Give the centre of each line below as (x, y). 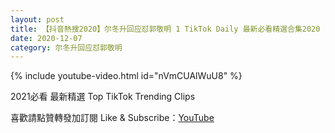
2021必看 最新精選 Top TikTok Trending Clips (103, 97)
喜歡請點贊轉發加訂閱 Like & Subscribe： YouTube (112, 118)
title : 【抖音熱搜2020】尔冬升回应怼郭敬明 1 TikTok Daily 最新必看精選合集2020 (165, 29)
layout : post (37, 19)
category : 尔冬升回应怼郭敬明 (66, 47)
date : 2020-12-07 (46, 38)
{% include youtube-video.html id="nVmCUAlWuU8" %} (126, 76)
